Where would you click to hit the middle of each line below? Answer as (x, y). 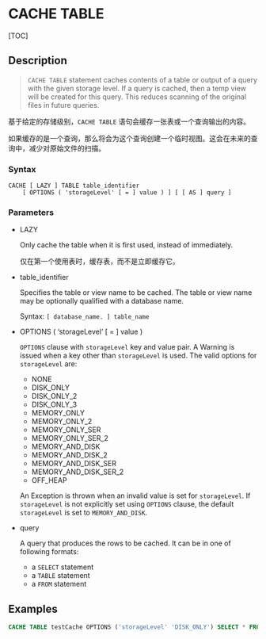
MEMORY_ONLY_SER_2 (70, 438)
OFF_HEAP (49, 480)
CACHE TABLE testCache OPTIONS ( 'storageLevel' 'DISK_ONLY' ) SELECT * (127, 627)
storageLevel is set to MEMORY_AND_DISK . (84, 513)
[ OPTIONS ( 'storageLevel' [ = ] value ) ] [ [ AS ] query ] (127, 193)
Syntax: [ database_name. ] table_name (84, 316)
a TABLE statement (61, 576)
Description (38, 61)
